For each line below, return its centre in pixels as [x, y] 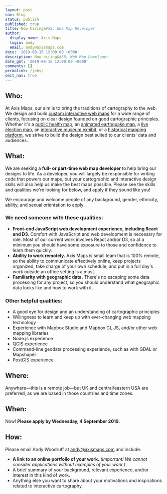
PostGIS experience [33, 360]
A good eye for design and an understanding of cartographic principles [86, 312]
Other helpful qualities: [34, 300]
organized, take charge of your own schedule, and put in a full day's [83, 266]
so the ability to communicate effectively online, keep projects [77, 261]
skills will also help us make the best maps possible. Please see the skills [80, 184]
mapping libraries [31, 333]
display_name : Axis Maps [36, 38]
